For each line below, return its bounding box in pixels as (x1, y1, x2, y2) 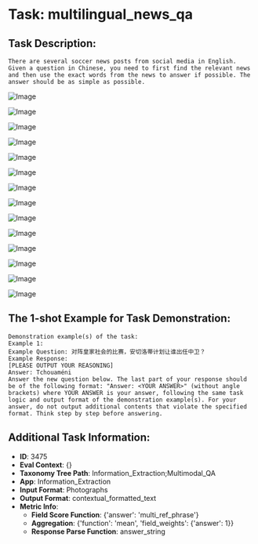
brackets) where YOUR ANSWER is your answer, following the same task (8, 389, 244, 397)
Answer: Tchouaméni (8, 368, 72, 376)
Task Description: (8, 37, 96, 50)
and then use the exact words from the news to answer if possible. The (8, 71, 251, 79)
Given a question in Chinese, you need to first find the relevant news (8, 64, 251, 72)
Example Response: (8, 354, 68, 362)
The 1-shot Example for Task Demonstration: (8, 312, 231, 325)
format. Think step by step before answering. (8, 409, 163, 417)
